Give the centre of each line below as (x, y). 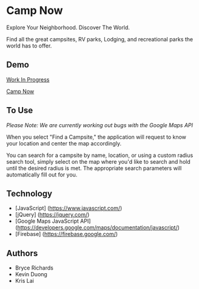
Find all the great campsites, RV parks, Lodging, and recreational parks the (99, 39)
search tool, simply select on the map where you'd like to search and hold (99, 161)
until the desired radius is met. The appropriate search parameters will (94, 168)
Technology (29, 193)
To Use (20, 110)
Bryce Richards (34, 268)
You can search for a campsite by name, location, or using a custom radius (100, 155)
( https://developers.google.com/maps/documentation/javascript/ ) (97, 228)
